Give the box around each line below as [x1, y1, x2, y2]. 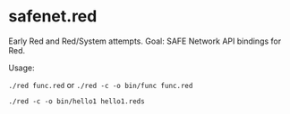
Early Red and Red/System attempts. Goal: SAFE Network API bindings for [8, 36, 282, 46]
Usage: [8, 62, 35, 73]
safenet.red [8, 6, 98, 27]
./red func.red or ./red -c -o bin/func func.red [8, 79, 193, 90]
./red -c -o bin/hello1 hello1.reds [8, 96, 145, 106]
